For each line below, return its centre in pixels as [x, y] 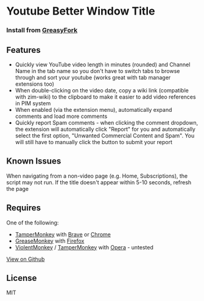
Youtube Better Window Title [81, 11]
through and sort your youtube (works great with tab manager [93, 77]
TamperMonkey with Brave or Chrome [63, 234]
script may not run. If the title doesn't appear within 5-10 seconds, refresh [99, 182]
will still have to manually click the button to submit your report [93, 142]
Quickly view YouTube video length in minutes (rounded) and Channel [103, 64]
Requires [24, 208]
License [22, 278]
